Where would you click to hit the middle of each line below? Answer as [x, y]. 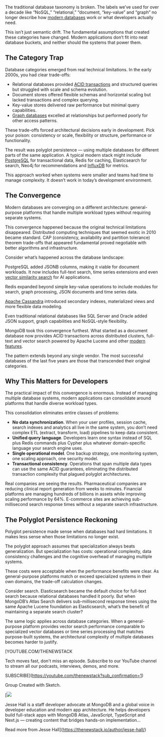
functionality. [18, 140]
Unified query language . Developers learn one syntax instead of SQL [82, 438]
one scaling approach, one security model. [55, 459]
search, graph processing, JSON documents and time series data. [72, 292]
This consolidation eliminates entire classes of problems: [62, 413]
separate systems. [24, 217]
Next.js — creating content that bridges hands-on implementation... [73, 720]
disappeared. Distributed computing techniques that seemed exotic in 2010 [81, 232]
